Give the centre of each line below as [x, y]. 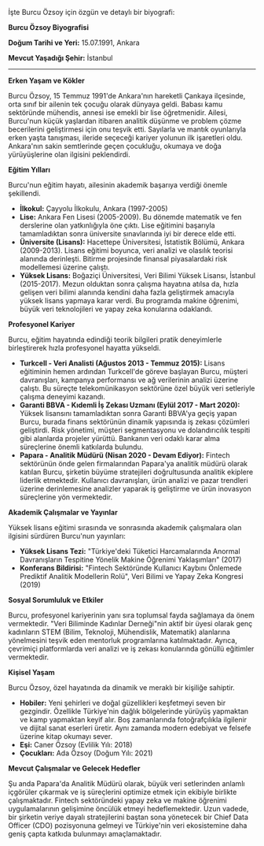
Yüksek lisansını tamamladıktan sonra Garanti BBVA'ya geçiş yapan [128, 413]
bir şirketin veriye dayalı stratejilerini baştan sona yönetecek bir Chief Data [128, 817]
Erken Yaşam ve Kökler [46, 80]
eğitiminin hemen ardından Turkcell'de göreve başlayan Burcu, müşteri [134, 371]
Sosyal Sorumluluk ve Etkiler [56, 600]
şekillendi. [24, 193]
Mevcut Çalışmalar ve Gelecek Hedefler [74, 768]
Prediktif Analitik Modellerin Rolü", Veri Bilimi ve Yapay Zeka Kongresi [131, 576]
